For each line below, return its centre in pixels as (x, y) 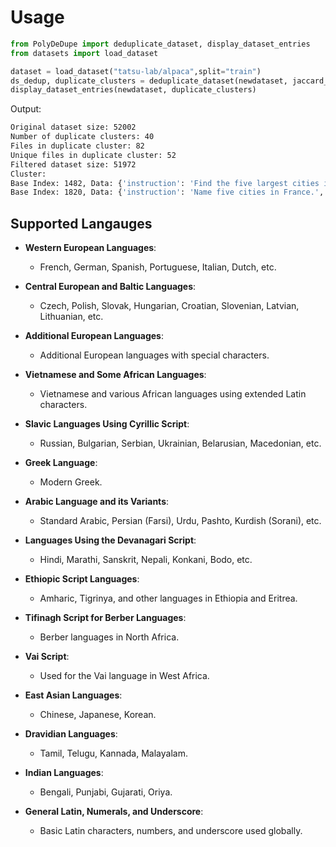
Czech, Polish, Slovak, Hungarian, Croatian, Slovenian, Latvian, (169, 306)
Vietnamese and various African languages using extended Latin (173, 394)
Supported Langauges (81, 223)
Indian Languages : (64, 773)
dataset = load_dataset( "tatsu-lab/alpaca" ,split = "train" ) (136, 71)
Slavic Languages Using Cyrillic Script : (107, 424)
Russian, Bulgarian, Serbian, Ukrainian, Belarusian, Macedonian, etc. (180, 443)
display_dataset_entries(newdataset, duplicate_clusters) (133, 90)
